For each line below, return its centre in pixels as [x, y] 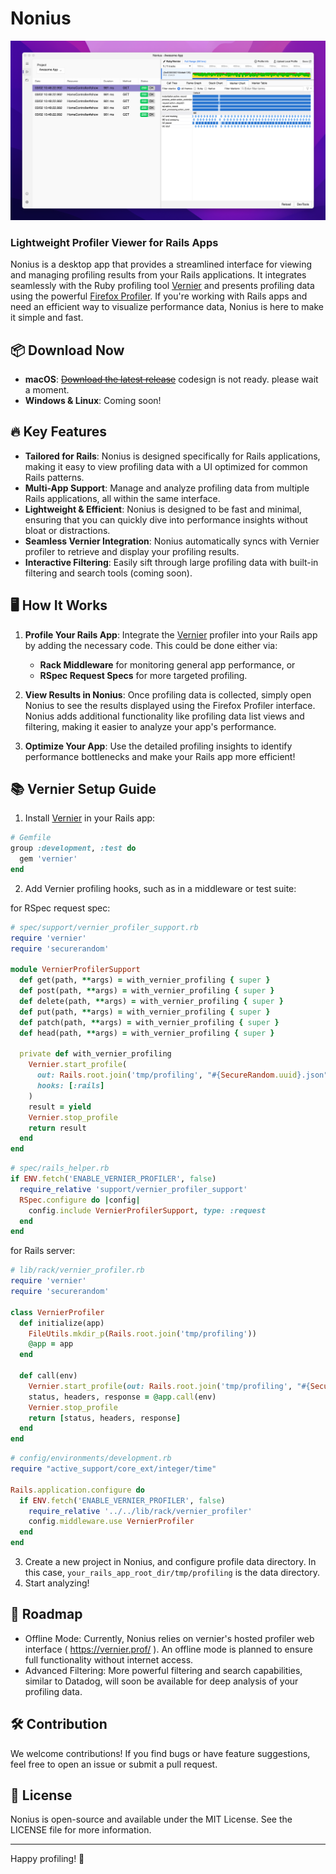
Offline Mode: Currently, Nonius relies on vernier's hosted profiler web [169, 1638]
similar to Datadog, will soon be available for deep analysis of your [161, 1681]
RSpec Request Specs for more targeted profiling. [143, 675]
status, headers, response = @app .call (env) [122, 1397]
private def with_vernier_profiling [95, 1054]
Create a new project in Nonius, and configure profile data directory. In [170, 1562]
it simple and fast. [47, 318]
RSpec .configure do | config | [80, 1200]
